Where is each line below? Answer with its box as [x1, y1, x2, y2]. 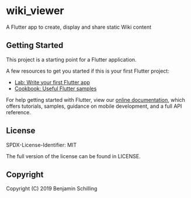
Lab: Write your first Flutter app [14, 78, 91, 86]
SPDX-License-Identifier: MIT [6, 141, 77, 148]
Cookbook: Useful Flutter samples [14, 85, 97, 92]
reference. [6, 108, 31, 115]
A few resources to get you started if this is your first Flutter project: [6, 67, 169, 74]
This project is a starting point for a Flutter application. [6, 56, 137, 63]
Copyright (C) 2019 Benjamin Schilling [6, 185, 98, 192]
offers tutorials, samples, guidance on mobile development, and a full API [6, 103, 182, 110]
